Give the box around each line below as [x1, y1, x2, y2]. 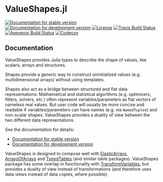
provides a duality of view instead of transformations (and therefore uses [5, 166, 152, 172]
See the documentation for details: [5, 127, 74, 132]
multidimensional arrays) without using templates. [5, 76, 105, 82]
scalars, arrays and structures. [5, 62, 67, 68]
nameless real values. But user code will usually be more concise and [5, 101, 145, 108]
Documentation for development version [12, 141, 93, 147]
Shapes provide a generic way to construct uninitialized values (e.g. [5, 72, 141, 77]
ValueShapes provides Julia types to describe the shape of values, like [5, 57, 147, 63]
